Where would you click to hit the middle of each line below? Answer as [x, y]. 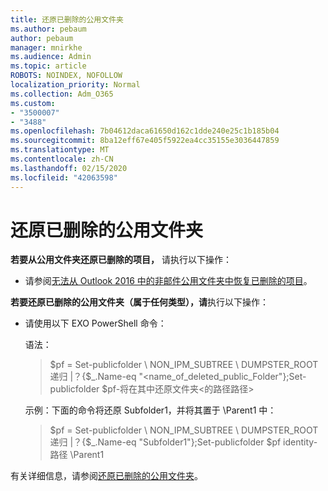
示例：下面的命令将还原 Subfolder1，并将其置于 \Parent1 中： [150, 410]
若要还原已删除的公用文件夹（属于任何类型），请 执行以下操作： [139, 302]
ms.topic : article [48, 66]
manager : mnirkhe [46, 47]
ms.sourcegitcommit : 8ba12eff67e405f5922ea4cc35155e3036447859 [145, 141]
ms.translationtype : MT [60, 150]
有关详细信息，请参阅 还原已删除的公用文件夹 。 [106, 476]
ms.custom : [33, 103]
